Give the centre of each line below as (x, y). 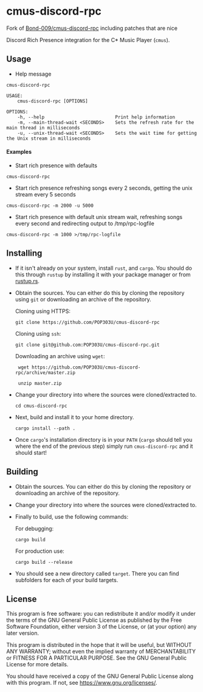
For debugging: (34, 528)
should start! (31, 452)
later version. (23, 633)
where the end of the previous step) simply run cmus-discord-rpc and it (104, 446)
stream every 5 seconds (45, 194)
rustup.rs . (27, 281)
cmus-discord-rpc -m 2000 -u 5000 (50, 206)
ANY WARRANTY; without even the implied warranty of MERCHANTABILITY (101, 652)
